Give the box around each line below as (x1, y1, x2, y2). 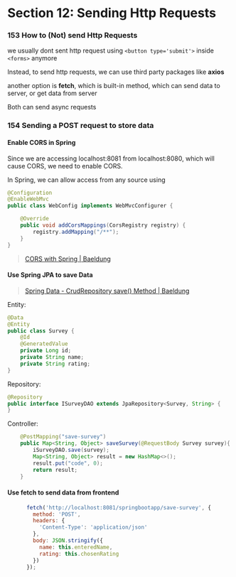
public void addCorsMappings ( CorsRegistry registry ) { (20, 222, 186, 229)
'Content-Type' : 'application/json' (38, 524, 148, 531)
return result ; (33, 466, 78, 473)
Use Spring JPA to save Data (7, 271, 94, 279)
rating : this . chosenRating (38, 550, 119, 557)
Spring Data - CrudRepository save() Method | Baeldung (24, 286, 190, 295)
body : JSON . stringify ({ (33, 537, 103, 544)
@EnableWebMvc (7, 195, 50, 203)
